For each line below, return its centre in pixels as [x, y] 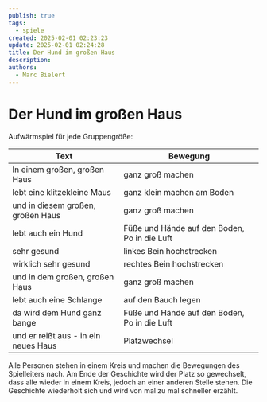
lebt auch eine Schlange [57, 299]
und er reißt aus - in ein [56, 335]
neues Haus [35, 345]
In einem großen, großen [58, 170]
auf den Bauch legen [162, 299]
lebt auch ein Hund [48, 233]
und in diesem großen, [54, 205]
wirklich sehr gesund [51, 263]
